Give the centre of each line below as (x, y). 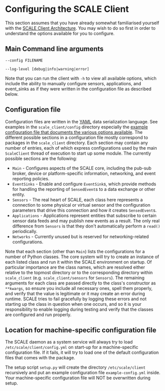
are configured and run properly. (38, 314)
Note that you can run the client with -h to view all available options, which (81, 78)
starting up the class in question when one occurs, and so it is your (73, 304)
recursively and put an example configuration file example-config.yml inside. (83, 373)
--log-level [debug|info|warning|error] (47, 69)
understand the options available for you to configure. (60, 33)
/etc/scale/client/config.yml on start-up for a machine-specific (72, 347)
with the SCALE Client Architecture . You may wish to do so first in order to (80, 28)
